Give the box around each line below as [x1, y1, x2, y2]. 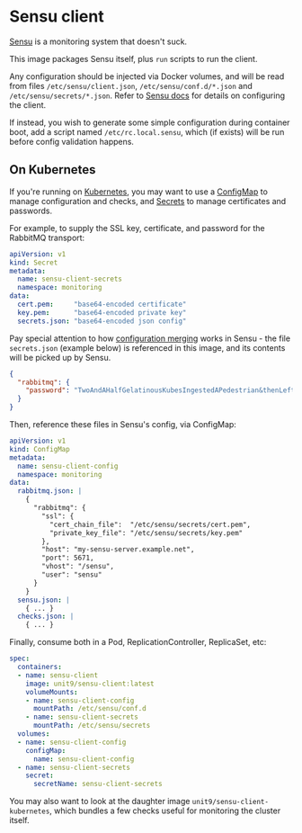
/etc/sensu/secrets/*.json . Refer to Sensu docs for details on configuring [9, 90, 286, 101]
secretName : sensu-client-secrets [32, 780, 164, 789]
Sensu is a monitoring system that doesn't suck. [9, 36, 187, 47]
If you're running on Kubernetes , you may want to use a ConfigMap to [9, 186, 268, 197]
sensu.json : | [17, 596, 70, 605]
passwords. [9, 205, 52, 216]
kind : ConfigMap [9, 444, 70, 453]
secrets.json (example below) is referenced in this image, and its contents [9, 342, 286, 353]
